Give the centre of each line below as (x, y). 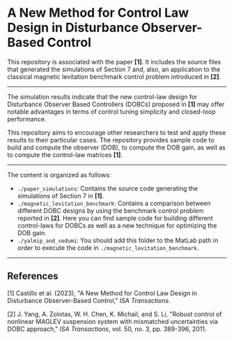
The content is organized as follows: (59, 175)
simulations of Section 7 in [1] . (61, 195)
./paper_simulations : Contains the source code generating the (108, 188)
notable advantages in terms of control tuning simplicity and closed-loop (111, 111)
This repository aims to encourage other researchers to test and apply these (117, 132)
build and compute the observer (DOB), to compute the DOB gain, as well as (117, 147)
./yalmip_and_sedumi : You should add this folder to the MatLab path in (118, 240)
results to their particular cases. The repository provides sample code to (111, 140)
